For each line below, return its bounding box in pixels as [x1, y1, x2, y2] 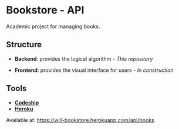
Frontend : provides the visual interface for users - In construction [14, 67, 174, 74]
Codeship [14, 99, 39, 106]
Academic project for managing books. [6, 23, 100, 30]
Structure [6, 40, 42, 50]
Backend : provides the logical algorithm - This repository [14, 55, 153, 62]
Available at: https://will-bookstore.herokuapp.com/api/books [6, 116, 154, 123]
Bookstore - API [6, 4, 85, 17]
